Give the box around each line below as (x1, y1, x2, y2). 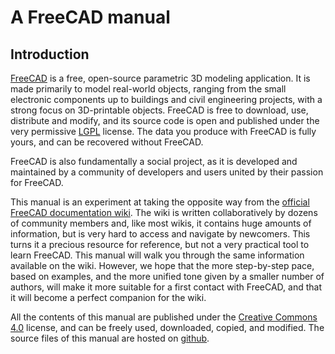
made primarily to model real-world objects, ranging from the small (10, 83, 287, 95)
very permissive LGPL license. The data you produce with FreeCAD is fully (10, 126, 317, 137)
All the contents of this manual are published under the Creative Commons (10, 311, 318, 323)
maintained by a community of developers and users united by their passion (10, 166, 324, 178)
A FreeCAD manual (10, 6, 171, 29)
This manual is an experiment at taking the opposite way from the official (10, 196, 310, 208)
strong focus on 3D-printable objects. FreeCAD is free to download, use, (10, 104, 309, 116)
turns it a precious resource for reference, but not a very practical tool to (10, 239, 310, 250)
